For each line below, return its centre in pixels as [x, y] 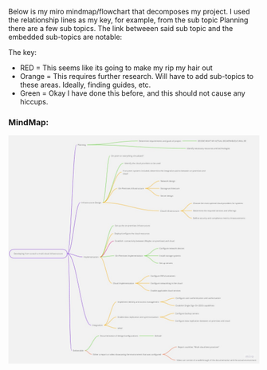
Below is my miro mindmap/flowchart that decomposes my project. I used [129, 12]
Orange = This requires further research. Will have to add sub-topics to [136, 76]
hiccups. [34, 102]
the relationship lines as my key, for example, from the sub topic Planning [128, 20]
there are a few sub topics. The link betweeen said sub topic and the [121, 28]
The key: [23, 52]
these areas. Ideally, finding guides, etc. [85, 85]
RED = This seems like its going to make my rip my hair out [116, 68]
